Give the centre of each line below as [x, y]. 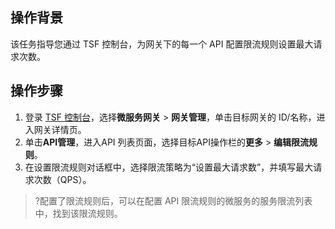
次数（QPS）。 [62, 179]
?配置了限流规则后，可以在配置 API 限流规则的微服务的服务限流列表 [173, 200]
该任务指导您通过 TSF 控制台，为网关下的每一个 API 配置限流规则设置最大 [162, 44]
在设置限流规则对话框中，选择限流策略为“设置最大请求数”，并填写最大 [169, 167]
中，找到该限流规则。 [78, 213]
